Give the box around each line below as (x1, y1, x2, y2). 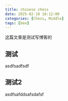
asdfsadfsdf (5, 63, 29, 69)
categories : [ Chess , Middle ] (5, 16, 64, 21)
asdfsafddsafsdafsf (5, 91, 44, 97)
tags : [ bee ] (5, 20, 29, 26)
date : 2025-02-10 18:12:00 (5, 12, 60, 16)
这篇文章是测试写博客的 (5, 34, 52, 40)
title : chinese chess (5, 7, 49, 12)
